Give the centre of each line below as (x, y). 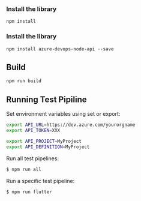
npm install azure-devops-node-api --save (60, 49)
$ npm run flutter (29, 192)
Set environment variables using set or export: (63, 114)
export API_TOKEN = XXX (33, 131)
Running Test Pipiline (46, 99)
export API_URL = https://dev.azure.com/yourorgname (71, 125)
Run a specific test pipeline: (40, 181)
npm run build (24, 81)
